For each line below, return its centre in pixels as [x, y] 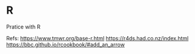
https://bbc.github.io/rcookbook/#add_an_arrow [65, 45]
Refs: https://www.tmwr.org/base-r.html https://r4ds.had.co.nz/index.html [97, 38]
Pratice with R [23, 27]
